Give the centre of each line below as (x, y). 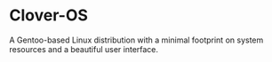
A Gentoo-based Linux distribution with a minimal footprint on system (136, 40)
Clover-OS (49, 15)
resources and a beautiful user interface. (84, 49)
